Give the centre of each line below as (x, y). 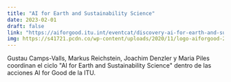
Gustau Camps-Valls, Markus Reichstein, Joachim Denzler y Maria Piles (108, 58)
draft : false (26, 26)
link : (15, 32)
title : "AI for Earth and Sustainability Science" (81, 13)
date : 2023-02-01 (32, 20)
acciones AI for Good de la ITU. (52, 73)
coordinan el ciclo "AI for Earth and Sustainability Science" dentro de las (109, 66)
